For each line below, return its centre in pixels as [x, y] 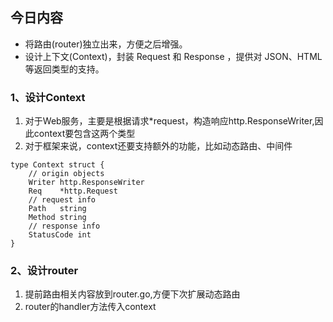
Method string [57, 218]
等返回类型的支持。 [64, 69]
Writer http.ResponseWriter [86, 183]
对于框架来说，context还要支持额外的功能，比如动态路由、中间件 [158, 146]
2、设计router [44, 271]
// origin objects [66, 174]
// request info [62, 200]
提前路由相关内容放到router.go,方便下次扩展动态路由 [132, 294]
